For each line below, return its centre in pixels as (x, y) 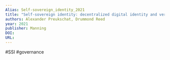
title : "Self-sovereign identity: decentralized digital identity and (81, 14)
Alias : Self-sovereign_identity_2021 (45, 10)
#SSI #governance (25, 52)
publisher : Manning (26, 28)
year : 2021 (17, 24)
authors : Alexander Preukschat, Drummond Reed (55, 19)
